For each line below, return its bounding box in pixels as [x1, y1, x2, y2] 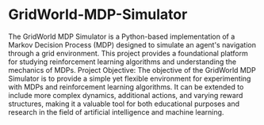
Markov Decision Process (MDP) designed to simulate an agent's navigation [8, 40, 256, 49]
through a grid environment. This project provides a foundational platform [8, 48, 248, 58]
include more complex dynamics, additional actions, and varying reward [8, 90, 243, 100]
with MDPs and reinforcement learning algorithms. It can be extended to [8, 81, 244, 92]
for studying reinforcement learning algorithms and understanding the [8, 57, 236, 66]
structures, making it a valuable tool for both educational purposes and [8, 99, 240, 108]
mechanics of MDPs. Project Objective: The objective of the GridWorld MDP [8, 65, 256, 74]
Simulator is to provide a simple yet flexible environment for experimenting [8, 74, 251, 83]
